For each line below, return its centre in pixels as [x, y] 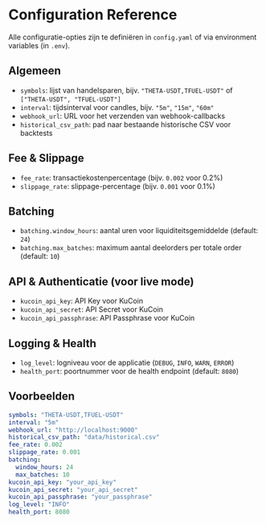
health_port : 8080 [39, 512]
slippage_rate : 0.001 [45, 452]
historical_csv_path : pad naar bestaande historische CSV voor [125, 124]
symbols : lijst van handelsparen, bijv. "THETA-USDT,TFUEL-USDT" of [126, 90]
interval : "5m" [34, 422]
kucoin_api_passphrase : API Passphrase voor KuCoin [107, 318]
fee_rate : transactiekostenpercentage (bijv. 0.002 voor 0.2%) [121, 178]
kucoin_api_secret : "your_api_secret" [73, 489]
